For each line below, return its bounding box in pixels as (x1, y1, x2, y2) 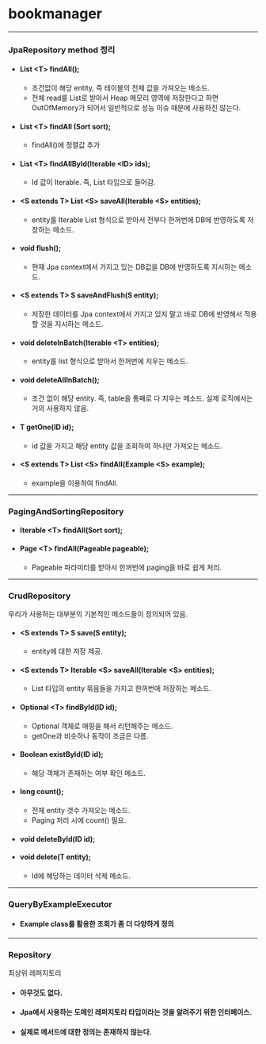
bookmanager (8, 5, 103, 23)
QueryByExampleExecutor (8, 898, 112, 909)
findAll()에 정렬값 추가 (31, 140, 101, 150)
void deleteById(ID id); (19, 834, 96, 843)
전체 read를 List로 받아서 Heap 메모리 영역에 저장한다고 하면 (31, 93, 219, 103)
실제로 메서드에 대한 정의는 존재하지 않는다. (19, 1027, 152, 1036)
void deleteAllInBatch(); (19, 374, 100, 385)
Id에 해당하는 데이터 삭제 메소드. (31, 870, 131, 881)
